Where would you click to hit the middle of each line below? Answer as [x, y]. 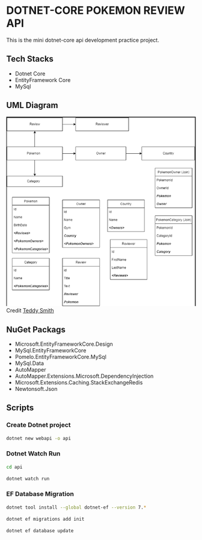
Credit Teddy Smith [30, 311]
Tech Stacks [30, 59]
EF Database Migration [40, 494]
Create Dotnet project [38, 425]
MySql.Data [29, 363]
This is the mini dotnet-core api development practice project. [83, 40]
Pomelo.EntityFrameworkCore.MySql [61, 357]
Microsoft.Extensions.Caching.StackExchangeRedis [79, 382]
